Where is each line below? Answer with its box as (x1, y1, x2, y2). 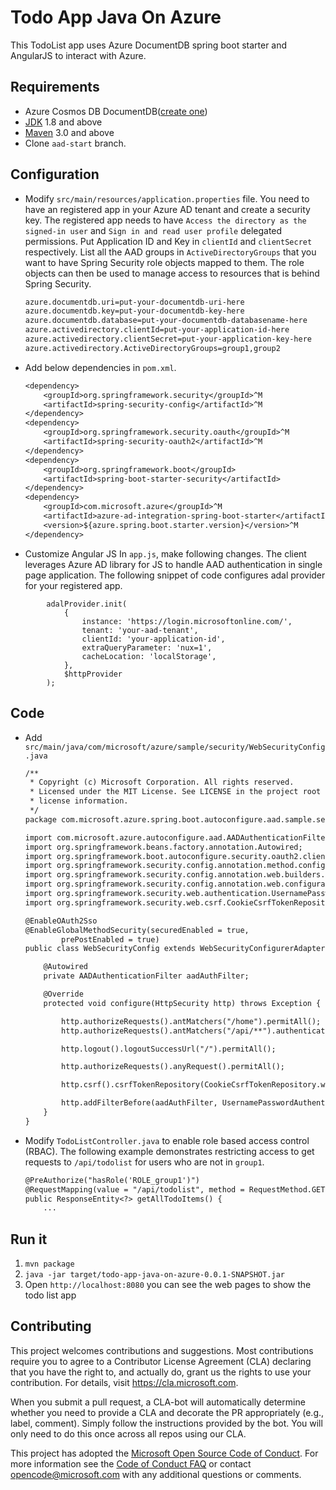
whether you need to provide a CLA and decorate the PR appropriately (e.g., (10, 1406, 325, 1418)
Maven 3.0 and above (24, 126, 115, 138)
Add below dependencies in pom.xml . (24, 361, 177, 373)
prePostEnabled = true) (61, 934, 160, 945)
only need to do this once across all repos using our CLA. (10, 1427, 247, 1440)
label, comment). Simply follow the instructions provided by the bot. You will (10, 1417, 323, 1429)
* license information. (29, 796, 129, 806)
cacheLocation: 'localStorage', (81, 651, 217, 661)
